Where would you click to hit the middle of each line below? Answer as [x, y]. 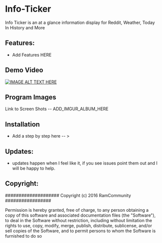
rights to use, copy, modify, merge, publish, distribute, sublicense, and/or [79, 225]
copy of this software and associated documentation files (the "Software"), [81, 215]
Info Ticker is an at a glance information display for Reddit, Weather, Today [80, 22]
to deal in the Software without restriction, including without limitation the [79, 220]
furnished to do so [24, 236]
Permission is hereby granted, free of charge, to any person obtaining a [77, 210]
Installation [22, 124]
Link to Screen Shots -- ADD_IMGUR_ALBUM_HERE [57, 109]
